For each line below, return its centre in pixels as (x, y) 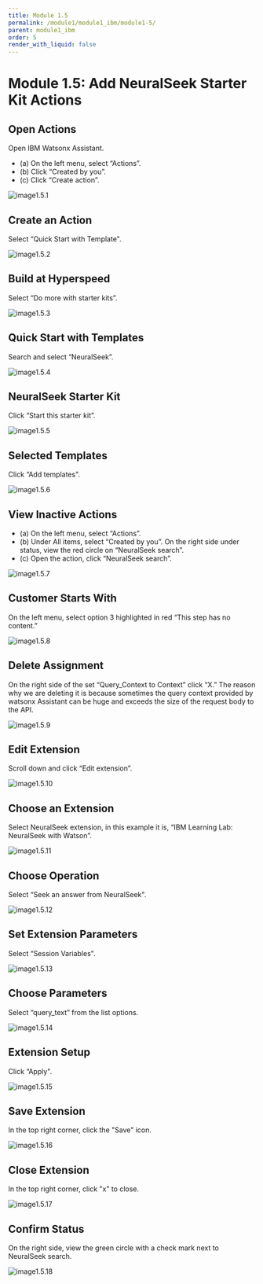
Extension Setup (49, 1052)
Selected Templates (58, 456)
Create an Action (50, 220)
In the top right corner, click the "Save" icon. (80, 1130)
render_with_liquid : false (52, 45)
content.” (23, 625)
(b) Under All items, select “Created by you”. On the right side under (129, 542)
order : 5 (22, 37)
